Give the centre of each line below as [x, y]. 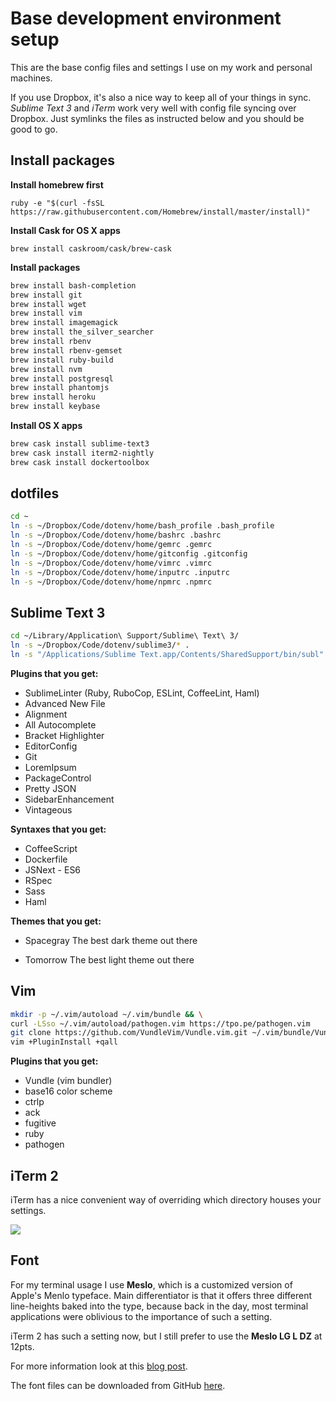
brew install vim [46, 313]
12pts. [22, 1346]
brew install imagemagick [64, 323]
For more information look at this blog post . [99, 1366]
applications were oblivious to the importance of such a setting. [141, 1316]
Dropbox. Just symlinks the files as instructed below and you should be [157, 118]
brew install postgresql [62, 378]
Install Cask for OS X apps [65, 230]
